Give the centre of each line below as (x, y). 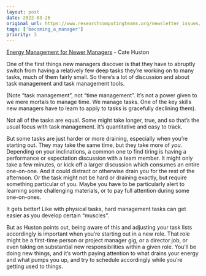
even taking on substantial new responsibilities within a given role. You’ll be (101, 247)
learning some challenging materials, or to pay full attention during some (98, 191)
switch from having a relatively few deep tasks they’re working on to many (100, 70)
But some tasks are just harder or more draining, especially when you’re (97, 139)
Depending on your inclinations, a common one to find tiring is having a (97, 152)
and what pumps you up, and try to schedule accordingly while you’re (94, 260)
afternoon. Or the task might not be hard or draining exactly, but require (97, 177)
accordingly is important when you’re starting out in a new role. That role (98, 234)
